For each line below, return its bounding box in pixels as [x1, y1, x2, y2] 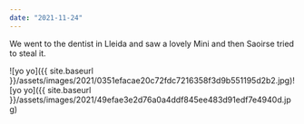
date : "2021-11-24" [9, 13, 83, 23]
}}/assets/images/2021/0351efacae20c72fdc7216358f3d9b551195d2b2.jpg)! [9, 74, 295, 86]
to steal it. [9, 47, 47, 59]
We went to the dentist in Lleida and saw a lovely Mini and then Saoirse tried [9, 38, 295, 49]
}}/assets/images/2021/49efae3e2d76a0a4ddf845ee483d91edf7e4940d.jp [9, 94, 292, 105]
